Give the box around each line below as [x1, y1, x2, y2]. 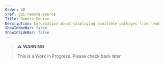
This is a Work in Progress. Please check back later [17, 53, 121, 59]
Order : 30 [5, 7, 26, 12]
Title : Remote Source [5, 16, 50, 21]
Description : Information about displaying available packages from [5, 21, 148, 26]
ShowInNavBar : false [5, 26, 48, 31]
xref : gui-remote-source [5, 12, 56, 17]
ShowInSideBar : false [5, 30, 50, 35]
